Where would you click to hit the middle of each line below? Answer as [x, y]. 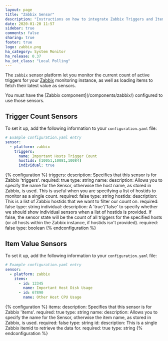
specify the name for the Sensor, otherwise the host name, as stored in [78, 186]
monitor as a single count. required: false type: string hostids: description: [81, 196]
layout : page [19, 10]
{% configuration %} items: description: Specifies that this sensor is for [78, 307]
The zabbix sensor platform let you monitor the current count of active [77, 75]
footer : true [19, 42]
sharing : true [20, 38]
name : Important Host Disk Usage [58, 288]
